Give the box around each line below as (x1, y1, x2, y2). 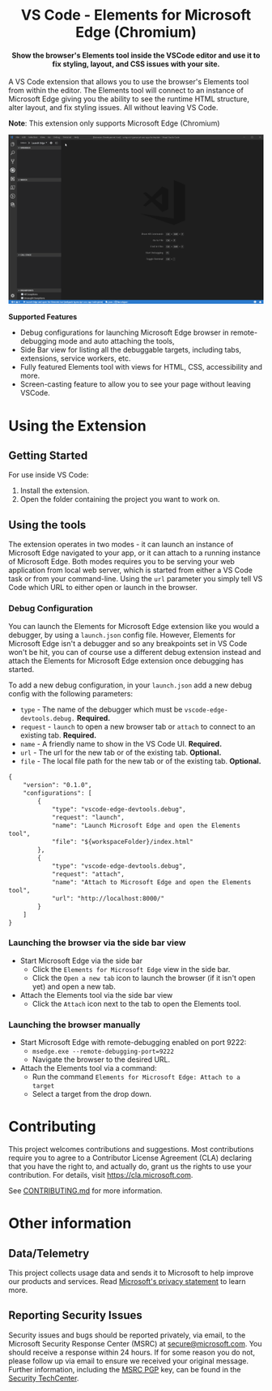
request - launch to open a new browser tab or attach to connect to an (19, 721, 256, 731)
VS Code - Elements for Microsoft (20, 6, 252, 24)
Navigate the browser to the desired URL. (32, 1055, 171, 1064)
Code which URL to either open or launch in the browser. (8, 583, 198, 593)
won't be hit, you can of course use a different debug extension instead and (8, 647, 261, 657)
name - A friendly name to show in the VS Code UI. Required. (19, 738, 223, 748)
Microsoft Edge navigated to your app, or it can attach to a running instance (8, 548, 261, 558)
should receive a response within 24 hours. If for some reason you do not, (8, 1347, 255, 1357)
